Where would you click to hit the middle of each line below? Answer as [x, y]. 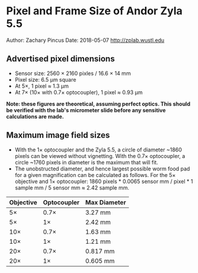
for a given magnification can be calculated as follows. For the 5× [95, 175]
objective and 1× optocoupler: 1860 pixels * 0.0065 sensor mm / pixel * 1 [104, 181]
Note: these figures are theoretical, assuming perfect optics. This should [98, 104]
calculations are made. [35, 116]
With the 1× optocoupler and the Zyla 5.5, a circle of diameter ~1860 [98, 150]
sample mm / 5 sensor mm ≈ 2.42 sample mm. [72, 187]
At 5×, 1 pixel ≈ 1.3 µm [42, 86]
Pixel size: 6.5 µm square [45, 79]
